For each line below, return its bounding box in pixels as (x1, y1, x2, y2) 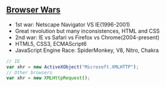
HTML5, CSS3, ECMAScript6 (14, 40, 87, 47)
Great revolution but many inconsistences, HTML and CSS (14, 27, 160, 34)
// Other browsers (6, 69, 53, 76)
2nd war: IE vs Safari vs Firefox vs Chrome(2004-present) (14, 33, 160, 41)
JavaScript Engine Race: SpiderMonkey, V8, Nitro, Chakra (14, 47, 159, 54)
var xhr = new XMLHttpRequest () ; (6, 75, 91, 81)
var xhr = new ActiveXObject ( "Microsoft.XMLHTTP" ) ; (6, 63, 139, 70)
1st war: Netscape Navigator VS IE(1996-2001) (14, 21, 130, 28)
